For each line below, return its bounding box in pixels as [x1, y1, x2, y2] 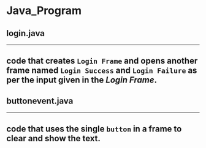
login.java [6, 28, 45, 39]
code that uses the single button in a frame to [6, 124, 182, 134]
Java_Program [6, 4, 82, 18]
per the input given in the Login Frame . [6, 75, 158, 86]
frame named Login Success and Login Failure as [6, 65, 197, 76]
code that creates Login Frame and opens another [6, 56, 198, 66]
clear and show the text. [6, 133, 101, 144]
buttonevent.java [6, 95, 74, 106]
